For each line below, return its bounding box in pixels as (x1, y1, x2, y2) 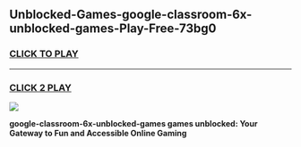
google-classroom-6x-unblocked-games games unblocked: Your (9, 118, 258, 128)
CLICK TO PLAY (9, 48, 79, 61)
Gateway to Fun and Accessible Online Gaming (9, 127, 187, 138)
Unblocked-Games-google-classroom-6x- (9, 7, 253, 22)
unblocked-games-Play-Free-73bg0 (9, 21, 217, 37)
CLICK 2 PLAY (9, 81, 72, 94)
